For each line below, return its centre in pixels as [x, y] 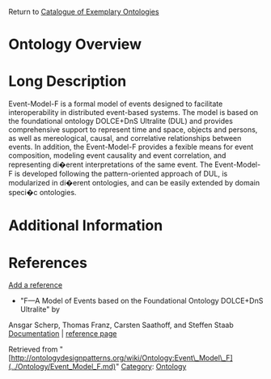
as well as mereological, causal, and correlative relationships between [125, 138]
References [48, 263]
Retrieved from [33, 349]
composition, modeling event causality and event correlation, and [117, 155]
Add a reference [36, 285]
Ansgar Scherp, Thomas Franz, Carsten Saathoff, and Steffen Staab [121, 325]
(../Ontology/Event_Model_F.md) [62, 367]
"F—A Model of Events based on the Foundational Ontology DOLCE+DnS [142, 301]
